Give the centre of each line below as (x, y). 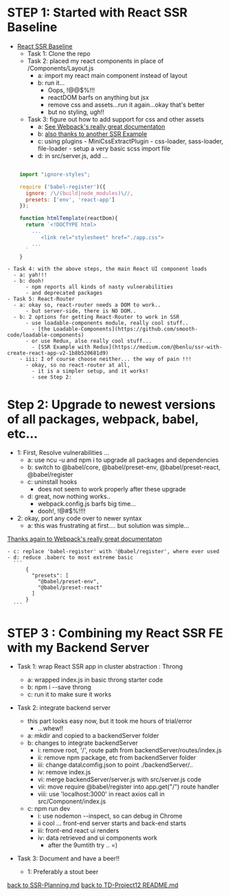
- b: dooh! (29, 281)
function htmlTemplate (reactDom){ (69, 219)
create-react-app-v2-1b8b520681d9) (58, 353)
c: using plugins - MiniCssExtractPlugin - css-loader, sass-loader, (130, 141)
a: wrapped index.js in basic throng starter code (95, 680)
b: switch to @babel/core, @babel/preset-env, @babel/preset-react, (124, 467)
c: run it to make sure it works (69, 695)
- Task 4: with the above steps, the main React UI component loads (107, 269)
